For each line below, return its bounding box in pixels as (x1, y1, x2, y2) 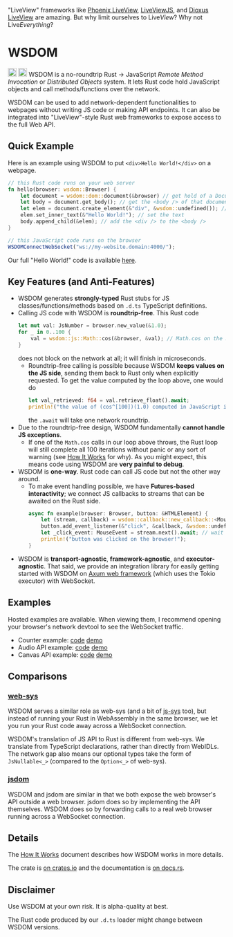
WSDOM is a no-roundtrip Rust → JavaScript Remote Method (28, 70, 203, 78)
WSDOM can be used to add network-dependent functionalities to (8, 98, 196, 106)
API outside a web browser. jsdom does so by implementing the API (8, 797, 201, 806)
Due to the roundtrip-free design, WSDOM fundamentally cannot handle (17, 423, 225, 432)
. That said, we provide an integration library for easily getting (44, 562, 220, 570)
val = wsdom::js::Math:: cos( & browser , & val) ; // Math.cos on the (30, 335, 223, 342)
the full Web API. (8, 120, 56, 129)
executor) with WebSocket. (17, 577, 95, 585)
